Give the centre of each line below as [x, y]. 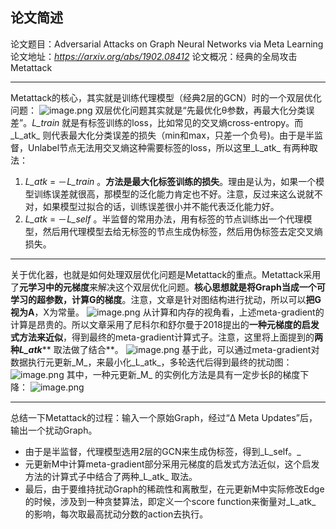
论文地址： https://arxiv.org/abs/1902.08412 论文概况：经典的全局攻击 [154, 56]
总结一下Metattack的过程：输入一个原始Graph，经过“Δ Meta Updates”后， [164, 417]
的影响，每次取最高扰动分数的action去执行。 [116, 514]
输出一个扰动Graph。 [54, 430]
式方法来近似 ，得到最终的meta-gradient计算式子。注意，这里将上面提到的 [162, 337]
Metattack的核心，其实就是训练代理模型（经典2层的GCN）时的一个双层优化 [166, 97]
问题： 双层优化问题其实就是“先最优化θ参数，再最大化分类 [158, 110]
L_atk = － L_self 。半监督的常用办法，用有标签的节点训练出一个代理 [164, 219]
